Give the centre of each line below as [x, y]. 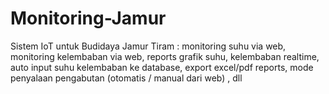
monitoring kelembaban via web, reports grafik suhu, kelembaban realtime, [165, 56]
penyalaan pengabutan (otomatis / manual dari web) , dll [126, 78]
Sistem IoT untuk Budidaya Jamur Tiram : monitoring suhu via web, [148, 46]
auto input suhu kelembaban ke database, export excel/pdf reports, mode [162, 67]
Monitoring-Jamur [88, 18]
